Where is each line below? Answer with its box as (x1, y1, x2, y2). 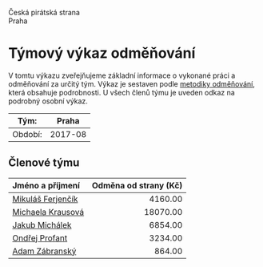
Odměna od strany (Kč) (91, 180, 183, 191)
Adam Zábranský (12, 245, 77, 257)
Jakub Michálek (12, 219, 72, 230)
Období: (12, 128, 42, 140)
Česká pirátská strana (8, 8, 80, 17)
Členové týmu (8, 156, 80, 170)
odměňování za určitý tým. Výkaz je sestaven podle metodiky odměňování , (8, 79, 256, 88)
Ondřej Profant (12, 233, 68, 244)
